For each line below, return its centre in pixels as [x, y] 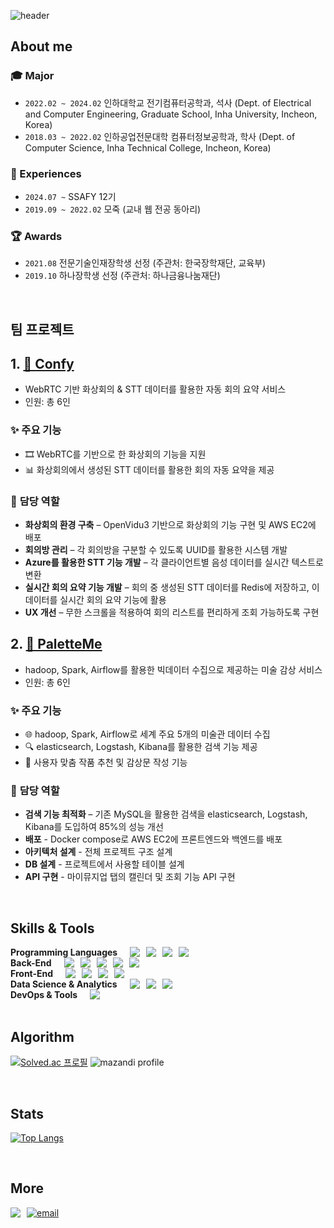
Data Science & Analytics [64, 984]
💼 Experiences [46, 173]
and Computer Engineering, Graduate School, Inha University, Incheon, [171, 114]
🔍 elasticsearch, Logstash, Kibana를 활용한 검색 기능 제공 [141, 747]
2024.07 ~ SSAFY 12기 [70, 196]
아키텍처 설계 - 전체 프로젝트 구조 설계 [98, 852]
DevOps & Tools [44, 995]
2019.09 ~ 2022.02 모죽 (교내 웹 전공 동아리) [113, 209]
